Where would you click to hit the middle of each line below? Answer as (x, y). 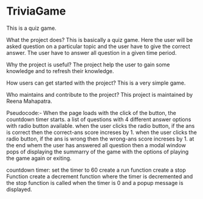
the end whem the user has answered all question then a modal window (96, 145)
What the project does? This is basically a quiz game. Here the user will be (100, 40)
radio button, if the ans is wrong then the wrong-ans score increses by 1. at (100, 139)
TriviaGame (36, 11)
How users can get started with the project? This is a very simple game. (96, 83)
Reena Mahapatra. (29, 101)
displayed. (19, 189)
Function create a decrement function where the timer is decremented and (100, 176)
